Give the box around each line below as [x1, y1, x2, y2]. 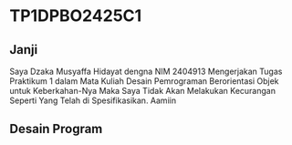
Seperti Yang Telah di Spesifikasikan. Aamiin [9, 95, 176, 106]
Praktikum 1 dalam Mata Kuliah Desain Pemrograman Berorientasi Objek [9, 76, 280, 87]
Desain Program [9, 121, 103, 137]
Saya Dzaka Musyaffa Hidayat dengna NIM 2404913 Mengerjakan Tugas [9, 66, 283, 77]
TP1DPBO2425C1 [9, 5, 142, 26]
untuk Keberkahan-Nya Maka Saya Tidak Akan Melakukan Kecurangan [9, 86, 276, 96]
